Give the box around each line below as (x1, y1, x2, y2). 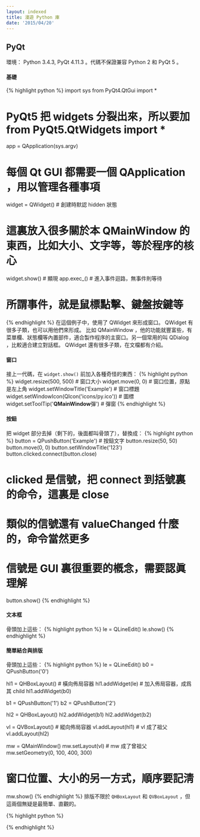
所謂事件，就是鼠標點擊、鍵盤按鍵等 (6, 298, 184, 312)
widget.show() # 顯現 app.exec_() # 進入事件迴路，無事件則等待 (6, 275, 162, 282)
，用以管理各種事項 (6, 180, 101, 194)
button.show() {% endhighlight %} (6, 596, 90, 604)
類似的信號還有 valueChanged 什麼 (6, 517, 179, 531)
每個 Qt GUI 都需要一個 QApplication (6, 165, 186, 179)
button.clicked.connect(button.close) (6, 450, 97, 457)
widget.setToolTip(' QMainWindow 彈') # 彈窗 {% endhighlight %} (6, 401, 165, 408)
